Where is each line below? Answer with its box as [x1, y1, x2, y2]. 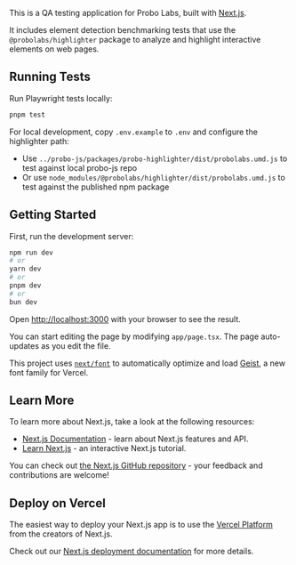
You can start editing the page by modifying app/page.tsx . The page [9, 331, 260, 342]
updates [9, 340, 40, 351]
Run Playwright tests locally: [9, 93, 113, 103]
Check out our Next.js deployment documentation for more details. [9, 546, 254, 557]
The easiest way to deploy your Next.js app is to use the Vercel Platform [9, 520, 274, 530]
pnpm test [9, 110, 46, 119]
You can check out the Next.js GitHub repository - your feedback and [9, 460, 264, 471]
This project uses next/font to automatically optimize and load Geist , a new [9, 358, 286, 368]
